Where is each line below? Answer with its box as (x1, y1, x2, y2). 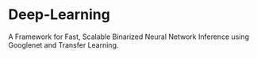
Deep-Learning (8, 6, 111, 24)
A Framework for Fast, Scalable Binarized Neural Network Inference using (8, 32, 250, 41)
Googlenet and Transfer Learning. (8, 40, 119, 49)
